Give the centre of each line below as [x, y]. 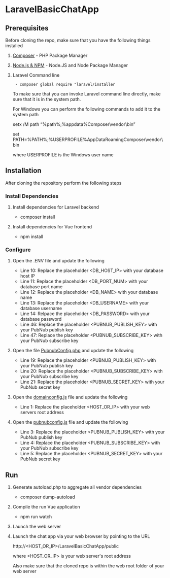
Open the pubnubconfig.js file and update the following [70, 422]
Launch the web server [37, 527]
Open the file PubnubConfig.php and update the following [73, 351]
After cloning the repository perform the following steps [63, 183]
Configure [18, 250]
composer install [38, 217]
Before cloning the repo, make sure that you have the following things [78, 40]
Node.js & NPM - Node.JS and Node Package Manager [70, 65]
